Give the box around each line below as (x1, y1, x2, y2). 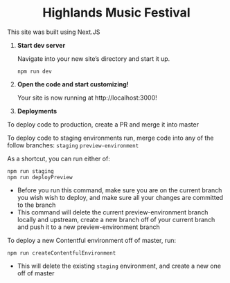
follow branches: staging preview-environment (7, 140, 139, 149)
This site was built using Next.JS (7, 28, 100, 36)
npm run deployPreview (7, 174, 73, 181)
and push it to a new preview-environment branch (17, 223, 161, 231)
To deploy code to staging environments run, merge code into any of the (7, 134, 214, 142)
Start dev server (17, 41, 66, 49)
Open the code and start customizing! (17, 80, 130, 88)
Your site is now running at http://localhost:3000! (17, 93, 157, 102)
